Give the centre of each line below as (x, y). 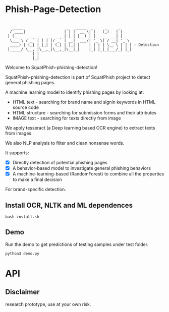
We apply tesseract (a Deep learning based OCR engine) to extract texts (80, 128)
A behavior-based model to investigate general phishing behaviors (82, 168)
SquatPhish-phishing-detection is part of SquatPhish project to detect (78, 77)
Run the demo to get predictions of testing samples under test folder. (77, 244)
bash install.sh (22, 217)
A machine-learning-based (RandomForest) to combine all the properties (88, 174)
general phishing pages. (30, 82)
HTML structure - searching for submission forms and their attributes (84, 112)
